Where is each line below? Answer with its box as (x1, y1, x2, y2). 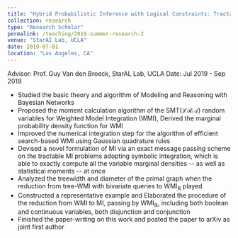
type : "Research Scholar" (7, 23, 84, 30)
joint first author (17, 222, 65, 231)
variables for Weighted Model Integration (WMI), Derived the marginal (17, 114, 221, 123)
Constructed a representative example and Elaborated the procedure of (17, 191, 227, 199)
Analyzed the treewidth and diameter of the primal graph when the (17, 174, 212, 183)
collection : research (7, 17, 72, 24)
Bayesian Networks (17, 98, 74, 106)
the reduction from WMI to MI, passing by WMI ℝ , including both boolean (17, 198, 229, 209)
